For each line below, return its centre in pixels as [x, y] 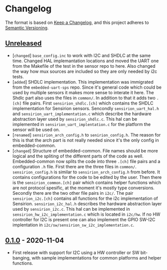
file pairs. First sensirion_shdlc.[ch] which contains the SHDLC [88, 103]
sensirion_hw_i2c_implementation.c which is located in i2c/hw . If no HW [86, 214]
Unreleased [24, 44]
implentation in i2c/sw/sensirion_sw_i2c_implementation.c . [73, 225]
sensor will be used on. [36, 130]
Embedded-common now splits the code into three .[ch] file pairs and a [86, 161]
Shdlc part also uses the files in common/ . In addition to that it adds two [84, 98]
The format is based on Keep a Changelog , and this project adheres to [77, 22]
